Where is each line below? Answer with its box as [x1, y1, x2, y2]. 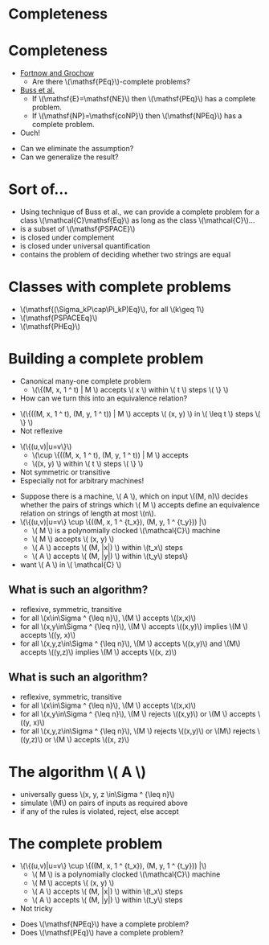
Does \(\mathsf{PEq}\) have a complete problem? [19, 928, 184, 938]
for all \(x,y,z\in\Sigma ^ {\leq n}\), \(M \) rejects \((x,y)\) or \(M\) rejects [19, 725, 256, 736]
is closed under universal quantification [19, 241, 151, 251]
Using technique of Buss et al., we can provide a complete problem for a [19, 207, 259, 217]
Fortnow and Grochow [19, 68, 95, 78]
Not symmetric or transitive [19, 467, 111, 477]
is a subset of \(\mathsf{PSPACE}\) [19, 224, 136, 234]
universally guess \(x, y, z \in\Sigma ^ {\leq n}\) [19, 789, 175, 799]
